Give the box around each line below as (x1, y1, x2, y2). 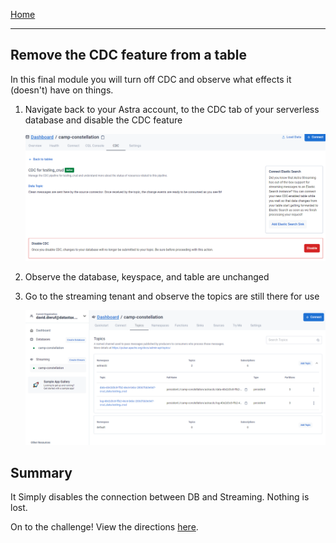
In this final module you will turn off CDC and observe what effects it (10, 73, 292, 85)
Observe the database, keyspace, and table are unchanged (24, 270, 270, 283)
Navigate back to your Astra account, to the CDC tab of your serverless (24, 103, 320, 115)
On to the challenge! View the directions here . (10, 521, 199, 533)
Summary (10, 464, 73, 481)
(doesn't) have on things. (10, 84, 114, 96)
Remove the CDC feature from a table (10, 47, 248, 64)
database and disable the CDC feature (24, 114, 183, 126)
